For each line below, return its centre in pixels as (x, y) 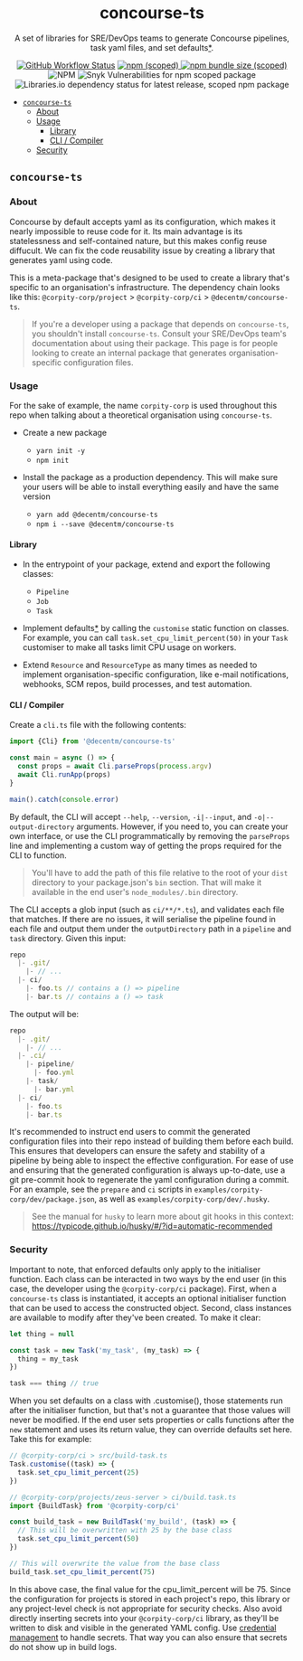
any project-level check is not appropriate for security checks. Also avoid (146, 1609)
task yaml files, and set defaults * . (152, 47)
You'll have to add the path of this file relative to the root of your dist (160, 873)
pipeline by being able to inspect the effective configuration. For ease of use (151, 1161)
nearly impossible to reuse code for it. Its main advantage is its (126, 231)
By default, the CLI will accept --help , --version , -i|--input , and (131, 816)
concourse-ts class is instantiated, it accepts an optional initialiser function (148, 1298)
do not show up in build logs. (63, 1647)
